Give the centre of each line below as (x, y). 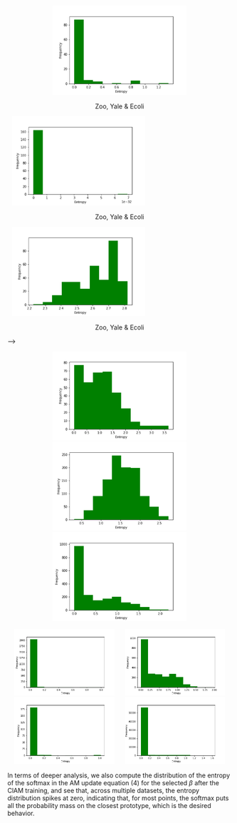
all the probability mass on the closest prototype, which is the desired (109, 806)
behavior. (21, 813)
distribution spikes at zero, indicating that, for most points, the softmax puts (118, 798)
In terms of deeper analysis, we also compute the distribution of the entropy (118, 775)
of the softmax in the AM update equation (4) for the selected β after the (113, 783)
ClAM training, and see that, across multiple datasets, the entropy (104, 791)
